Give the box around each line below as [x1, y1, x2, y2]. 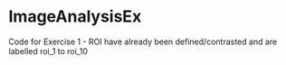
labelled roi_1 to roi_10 [8, 45, 88, 56]
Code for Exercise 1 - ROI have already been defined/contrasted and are [8, 36, 278, 47]
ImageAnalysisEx [8, 6, 142, 27]
